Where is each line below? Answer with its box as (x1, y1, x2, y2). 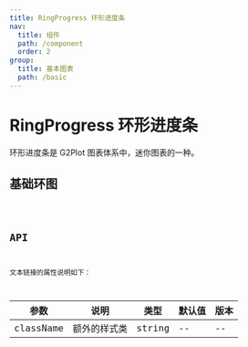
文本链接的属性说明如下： (9, 268, 91, 278)
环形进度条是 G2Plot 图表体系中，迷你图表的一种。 (9, 147, 200, 158)
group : (9, 56, 35, 65)
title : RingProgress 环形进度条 (9, 13, 126, 23)
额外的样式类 (72, 323, 128, 335)
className (14, 321, 64, 334)
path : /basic (17, 73, 67, 82)
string (136, 321, 170, 334)
